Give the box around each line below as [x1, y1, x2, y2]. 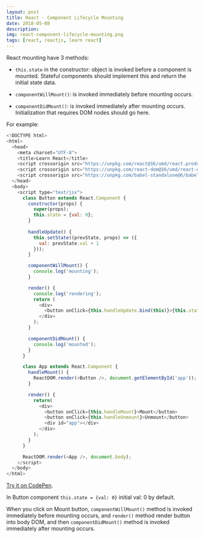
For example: [6, 121, 39, 128]
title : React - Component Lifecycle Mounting [6, 15, 123, 21]
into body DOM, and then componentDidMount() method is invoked [6, 518, 170, 526]
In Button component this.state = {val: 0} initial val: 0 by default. [6, 493, 175, 501]
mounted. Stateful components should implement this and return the [15, 73, 186, 79]
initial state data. [15, 79, 56, 86]
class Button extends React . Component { [22, 195, 126, 201]
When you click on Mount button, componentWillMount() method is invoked [6, 506, 192, 513]
